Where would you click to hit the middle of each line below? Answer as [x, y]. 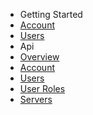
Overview [39, 57]
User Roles [42, 88]
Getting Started [51, 14]
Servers [36, 99]
